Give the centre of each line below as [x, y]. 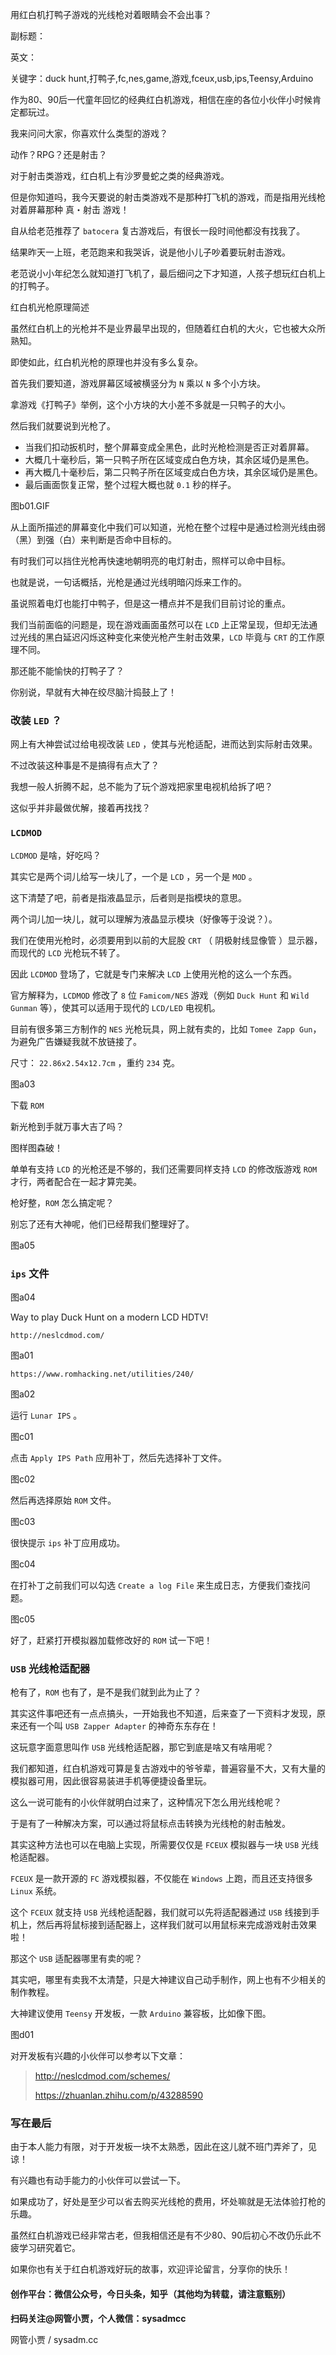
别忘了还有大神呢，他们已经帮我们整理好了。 [102, 1224]
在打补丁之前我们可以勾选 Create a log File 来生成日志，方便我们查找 [156, 1585]
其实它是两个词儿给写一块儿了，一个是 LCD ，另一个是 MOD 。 [134, 876]
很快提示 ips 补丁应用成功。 [68, 1542]
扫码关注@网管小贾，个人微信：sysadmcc [98, 2318]
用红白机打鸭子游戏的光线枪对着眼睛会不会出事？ [111, 14]
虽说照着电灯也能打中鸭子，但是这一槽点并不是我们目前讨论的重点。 [150, 603]
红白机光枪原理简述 [50, 307]
